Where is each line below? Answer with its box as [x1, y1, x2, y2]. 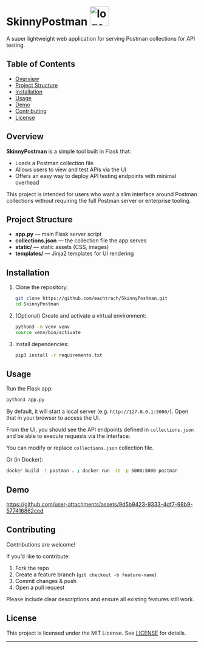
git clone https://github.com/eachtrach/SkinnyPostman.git [15, 295, 168, 302]
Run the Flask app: [6, 385, 53, 392]
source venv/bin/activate [15, 329, 81, 335]
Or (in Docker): [6, 456, 44, 463]
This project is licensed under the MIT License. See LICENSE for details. [6, 629, 186, 636]
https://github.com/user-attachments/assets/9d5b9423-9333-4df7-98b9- [6, 500, 193, 508]
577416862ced [6, 507, 44, 514]
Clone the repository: [15, 284, 69, 291]
